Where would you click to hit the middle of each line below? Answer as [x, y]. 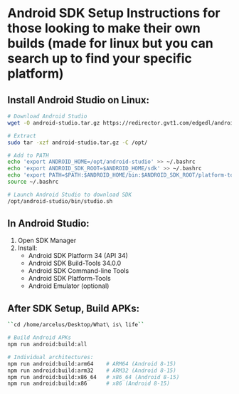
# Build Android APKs [39, 338]
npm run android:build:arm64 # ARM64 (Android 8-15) [92, 364]
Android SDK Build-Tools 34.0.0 [75, 263]
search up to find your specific [100, 59]
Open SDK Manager [47, 241]
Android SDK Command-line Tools [79, 271]
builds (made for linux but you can [110, 43]
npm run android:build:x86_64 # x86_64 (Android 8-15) [94, 377]
